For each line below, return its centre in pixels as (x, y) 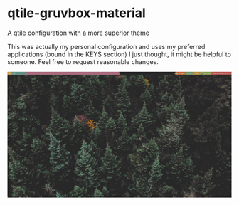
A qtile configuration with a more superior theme (78, 33)
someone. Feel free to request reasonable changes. (83, 61)
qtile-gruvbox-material (76, 13)
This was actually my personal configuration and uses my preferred (106, 46)
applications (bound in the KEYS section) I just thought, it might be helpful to (119, 54)
